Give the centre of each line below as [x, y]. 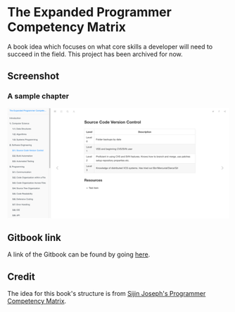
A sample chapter [38, 96]
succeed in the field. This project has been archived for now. [95, 54]
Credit [21, 277]
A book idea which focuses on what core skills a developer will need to [110, 46]
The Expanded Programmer [90, 12]
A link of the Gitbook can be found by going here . [79, 254]
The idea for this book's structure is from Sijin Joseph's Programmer [107, 294]
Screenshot [33, 76]
